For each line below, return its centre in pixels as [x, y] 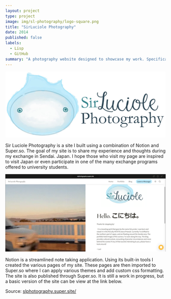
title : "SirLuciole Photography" [41, 27]
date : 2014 [17, 32]
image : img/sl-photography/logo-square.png [52, 21]
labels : [13, 43]
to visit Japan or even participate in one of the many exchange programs [81, 162]
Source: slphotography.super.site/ [41, 291]
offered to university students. [37, 167]
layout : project [22, 11]
